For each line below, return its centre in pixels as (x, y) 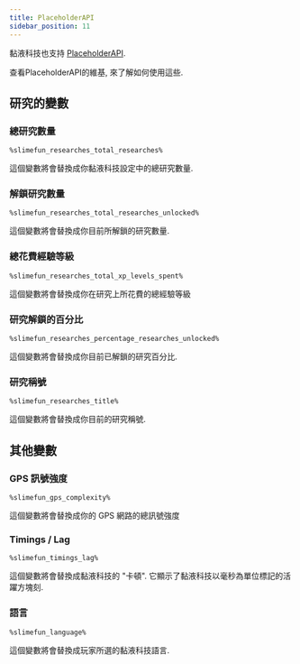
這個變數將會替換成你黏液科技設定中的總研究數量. (101, 169)
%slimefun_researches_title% (64, 401)
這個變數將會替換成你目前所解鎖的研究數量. (90, 231)
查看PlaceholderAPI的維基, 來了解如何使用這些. (96, 72)
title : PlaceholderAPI (52, 18)
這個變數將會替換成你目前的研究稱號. (78, 420)
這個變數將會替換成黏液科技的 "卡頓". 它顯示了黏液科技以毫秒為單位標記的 (146, 576)
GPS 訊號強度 (38, 478)
